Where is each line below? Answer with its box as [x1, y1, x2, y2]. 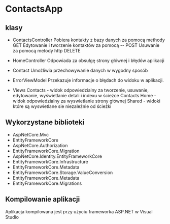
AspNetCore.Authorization [12, 142, 68, 148]
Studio [5, 214, 19, 220]
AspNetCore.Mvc [12, 131, 49, 137]
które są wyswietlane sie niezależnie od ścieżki [12, 103, 112, 109]
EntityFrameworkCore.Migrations [12, 180, 82, 186]
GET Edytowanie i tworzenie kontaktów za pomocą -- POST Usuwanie [12, 42, 160, 48]
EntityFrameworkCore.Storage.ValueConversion [12, 169, 113, 176]
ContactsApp [5, 3, 63, 15]
